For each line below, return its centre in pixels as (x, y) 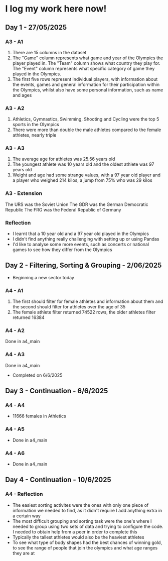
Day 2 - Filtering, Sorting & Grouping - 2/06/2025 (83, 265)
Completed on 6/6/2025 (37, 375)
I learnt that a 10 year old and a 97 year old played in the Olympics (81, 234)
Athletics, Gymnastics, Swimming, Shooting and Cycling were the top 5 (86, 119)
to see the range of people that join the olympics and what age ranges (85, 547)
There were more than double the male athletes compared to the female (87, 130)
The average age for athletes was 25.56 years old (64, 159)
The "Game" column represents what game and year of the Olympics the (88, 58)
